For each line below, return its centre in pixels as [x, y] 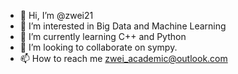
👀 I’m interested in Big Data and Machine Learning [123, 26]
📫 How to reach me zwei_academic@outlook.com [123, 58]
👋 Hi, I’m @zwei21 [56, 15]
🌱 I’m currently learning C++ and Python [103, 36]
